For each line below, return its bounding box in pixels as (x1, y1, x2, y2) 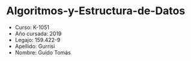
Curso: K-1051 (14, 24, 50, 31)
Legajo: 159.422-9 (14, 36, 61, 43)
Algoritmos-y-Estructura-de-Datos (6, 4, 186, 18)
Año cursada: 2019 (14, 30, 62, 37)
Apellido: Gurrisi (14, 43, 55, 50)
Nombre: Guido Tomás (14, 49, 71, 56)
